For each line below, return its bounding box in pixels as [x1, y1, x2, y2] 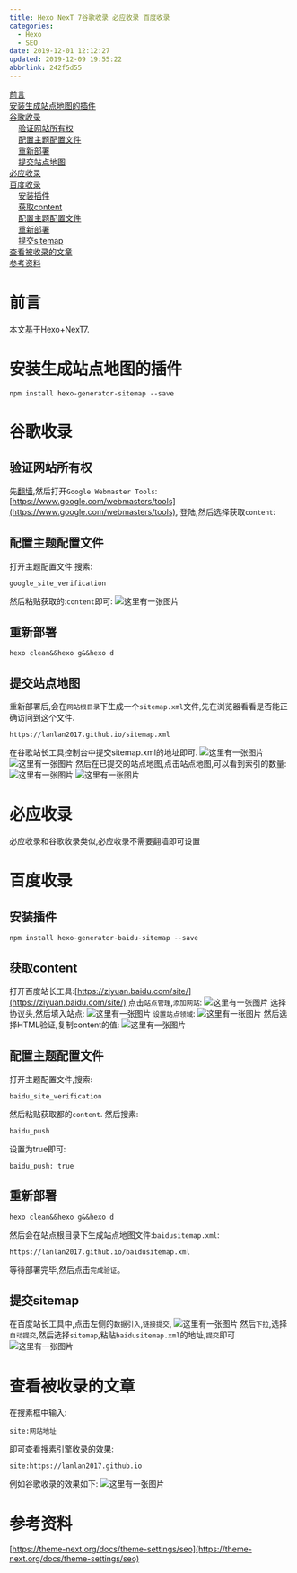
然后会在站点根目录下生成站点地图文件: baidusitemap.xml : [9, 1229, 220, 1240]
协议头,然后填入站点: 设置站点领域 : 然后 [9, 1008, 280, 1018]
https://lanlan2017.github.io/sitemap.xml [9, 730, 170, 740]
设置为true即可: [9, 1143, 66, 1154]
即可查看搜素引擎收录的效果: [9, 1444, 115, 1454]
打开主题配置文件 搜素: [9, 561, 92, 572]
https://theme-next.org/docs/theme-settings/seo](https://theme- [12, 1543, 253, 1555]
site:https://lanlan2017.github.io [9, 1462, 143, 1471]
